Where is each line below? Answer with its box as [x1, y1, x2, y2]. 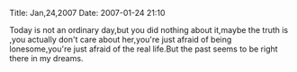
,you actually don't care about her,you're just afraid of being [9, 35, 232, 44]
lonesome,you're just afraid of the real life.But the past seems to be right [9, 44, 278, 54]
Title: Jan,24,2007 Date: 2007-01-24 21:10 [9, 8, 166, 18]
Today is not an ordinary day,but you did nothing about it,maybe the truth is [9, 25, 289, 35]
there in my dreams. [9, 53, 84, 63]
